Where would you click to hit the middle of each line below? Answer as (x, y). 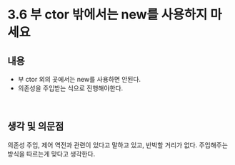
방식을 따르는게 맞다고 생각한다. (51, 154)
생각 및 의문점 (36, 126)
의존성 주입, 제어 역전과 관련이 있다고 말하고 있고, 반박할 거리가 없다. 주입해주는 (118, 145)
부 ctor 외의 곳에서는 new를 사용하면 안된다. (79, 79)
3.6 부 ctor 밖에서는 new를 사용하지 (107, 15)
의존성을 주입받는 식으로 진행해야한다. (70, 88)
